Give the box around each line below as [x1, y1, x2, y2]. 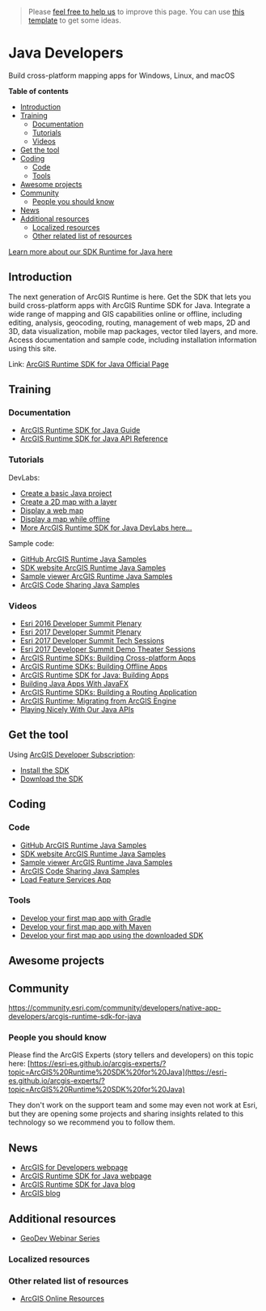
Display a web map [19, 506, 84, 515]
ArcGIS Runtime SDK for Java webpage [19, 1171, 152, 1181]
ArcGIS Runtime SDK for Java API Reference [19, 433, 168, 444]
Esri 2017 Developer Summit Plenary [19, 627, 141, 637]
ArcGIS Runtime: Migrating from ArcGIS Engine [19, 696, 176, 706]
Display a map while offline [19, 514, 111, 523]
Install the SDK [19, 765, 70, 775]
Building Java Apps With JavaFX [19, 679, 129, 689]
